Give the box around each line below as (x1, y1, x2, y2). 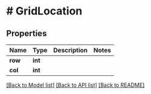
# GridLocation (6, 4, 83, 18)
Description (53, 46, 88, 54)
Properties (6, 28, 47, 39)
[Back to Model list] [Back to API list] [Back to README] (6, 81, 145, 89)
